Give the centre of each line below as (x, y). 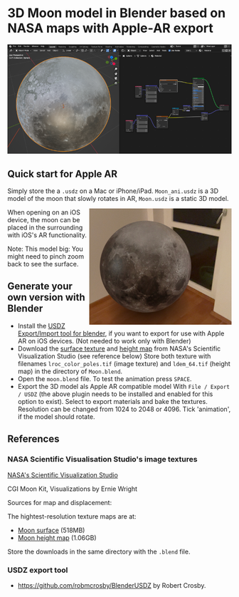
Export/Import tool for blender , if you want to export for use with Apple (121, 333)
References (33, 439)
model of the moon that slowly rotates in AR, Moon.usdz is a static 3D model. (118, 199)
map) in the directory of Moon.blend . (70, 371)
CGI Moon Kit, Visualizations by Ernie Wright (72, 489)
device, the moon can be (44, 220)
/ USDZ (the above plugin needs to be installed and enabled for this (115, 394)
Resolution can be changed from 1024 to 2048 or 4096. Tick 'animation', (124, 409)
